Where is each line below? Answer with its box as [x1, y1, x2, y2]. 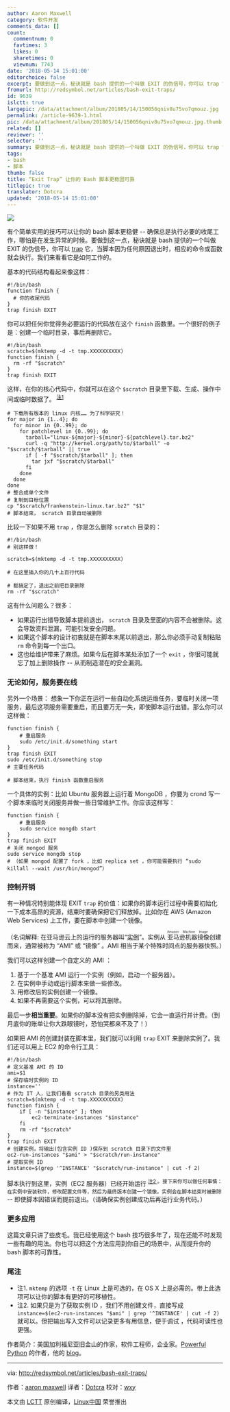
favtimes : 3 [13, 42, 48, 49]
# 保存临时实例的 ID [7, 1077, 59, 1084]
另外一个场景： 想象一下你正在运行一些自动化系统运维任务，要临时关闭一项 [7, 694, 219, 702]
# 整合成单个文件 [7, 489, 49, 496]
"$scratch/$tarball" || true [7, 446, 90, 453]
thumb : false [7, 169, 44, 176]
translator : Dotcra [7, 189, 63, 195]
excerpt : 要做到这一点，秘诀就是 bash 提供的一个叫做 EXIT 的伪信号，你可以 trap [7, 80, 220, 87]
